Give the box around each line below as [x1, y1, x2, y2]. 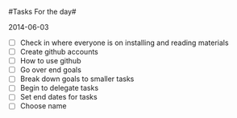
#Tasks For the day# [8, 7, 77, 16]
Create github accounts [19, 47, 99, 57]
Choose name [19, 101, 67, 111]
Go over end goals [19, 65, 82, 75]
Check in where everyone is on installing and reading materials [19, 38, 229, 47]
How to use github [19, 56, 81, 66]
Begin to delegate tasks [19, 83, 99, 93]
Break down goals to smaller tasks [19, 74, 135, 83]
